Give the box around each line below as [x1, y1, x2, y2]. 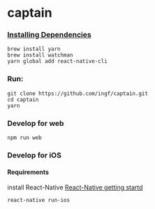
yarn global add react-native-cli [7, 58, 108, 65]
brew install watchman [7, 52, 73, 59]
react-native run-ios [7, 197, 71, 204]
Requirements [7, 168, 50, 176]
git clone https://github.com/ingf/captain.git [7, 89, 149, 97]
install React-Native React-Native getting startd [7, 183, 143, 192]
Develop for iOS [7, 150, 61, 160]
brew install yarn [7, 45, 61, 53]
